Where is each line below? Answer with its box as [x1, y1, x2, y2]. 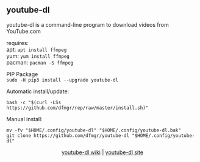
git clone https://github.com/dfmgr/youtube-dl [6, 132, 130, 139]
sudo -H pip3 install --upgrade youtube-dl [6, 77, 119, 83]
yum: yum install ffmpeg [6, 52, 70, 60]
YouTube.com [6, 27, 41, 35]
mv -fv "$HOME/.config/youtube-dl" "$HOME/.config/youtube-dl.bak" [6, 127, 182, 133]
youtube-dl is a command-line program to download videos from [6, 21, 169, 28]
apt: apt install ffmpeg [6, 46, 67, 53]
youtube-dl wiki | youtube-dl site [61, 149, 144, 156]
